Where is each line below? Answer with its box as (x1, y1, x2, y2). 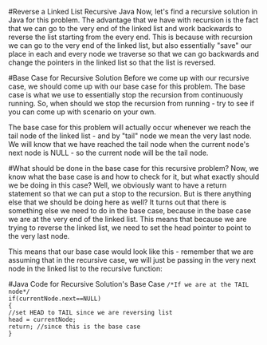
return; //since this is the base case (8, 323, 141, 331)
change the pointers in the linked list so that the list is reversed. (8, 57, 216, 67)
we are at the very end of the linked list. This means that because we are (8, 215, 247, 224)
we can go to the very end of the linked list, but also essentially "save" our (8, 41, 253, 50)
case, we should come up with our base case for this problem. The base (8, 81, 245, 91)
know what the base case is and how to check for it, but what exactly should (8, 172, 260, 181)
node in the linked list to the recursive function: (8, 264, 163, 273)
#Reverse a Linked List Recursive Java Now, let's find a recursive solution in (8, 7, 257, 16)
